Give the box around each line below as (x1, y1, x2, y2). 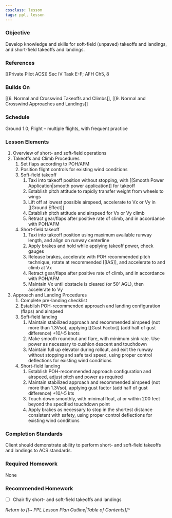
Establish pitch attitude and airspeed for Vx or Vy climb (28, 210, 145, 216)
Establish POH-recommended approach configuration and (28, 368, 151, 374)
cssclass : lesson (5, 7, 43, 13)
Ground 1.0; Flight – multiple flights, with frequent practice (5, 125, 128, 132)
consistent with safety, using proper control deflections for (28, 412, 152, 418)
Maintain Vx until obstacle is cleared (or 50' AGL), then (28, 281, 144, 287)
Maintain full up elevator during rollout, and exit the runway (28, 346, 153, 353)
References (5, 59, 35, 66)
